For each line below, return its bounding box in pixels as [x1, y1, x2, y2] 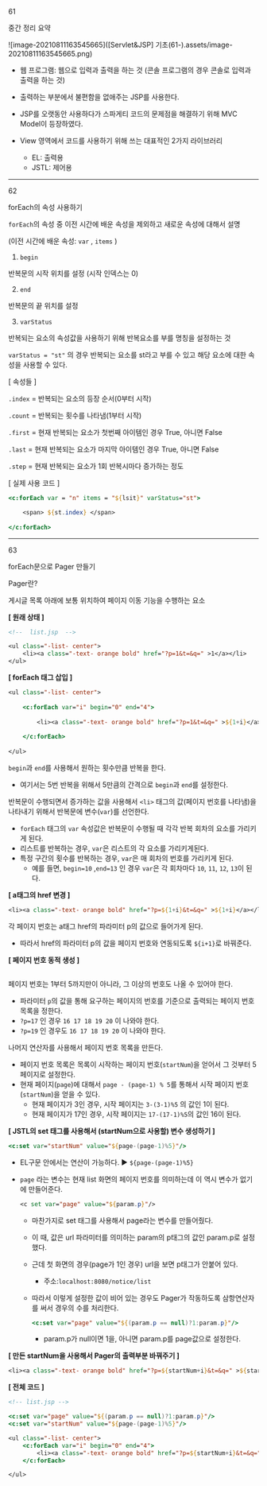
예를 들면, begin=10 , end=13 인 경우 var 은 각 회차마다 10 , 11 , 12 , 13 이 [31, 863, 245, 873]
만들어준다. [28, 1184, 64, 1193]
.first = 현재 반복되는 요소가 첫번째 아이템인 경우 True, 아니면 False [8, 428, 222, 436]
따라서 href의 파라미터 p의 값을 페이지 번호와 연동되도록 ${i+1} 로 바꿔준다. [19, 938, 252, 948]
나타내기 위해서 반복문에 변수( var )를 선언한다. [8, 806, 149, 816]
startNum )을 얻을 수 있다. [22, 1089, 101, 1099]
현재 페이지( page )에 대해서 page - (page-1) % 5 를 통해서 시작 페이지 [19, 1079, 234, 1088]
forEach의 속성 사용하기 [8, 203, 83, 211]
